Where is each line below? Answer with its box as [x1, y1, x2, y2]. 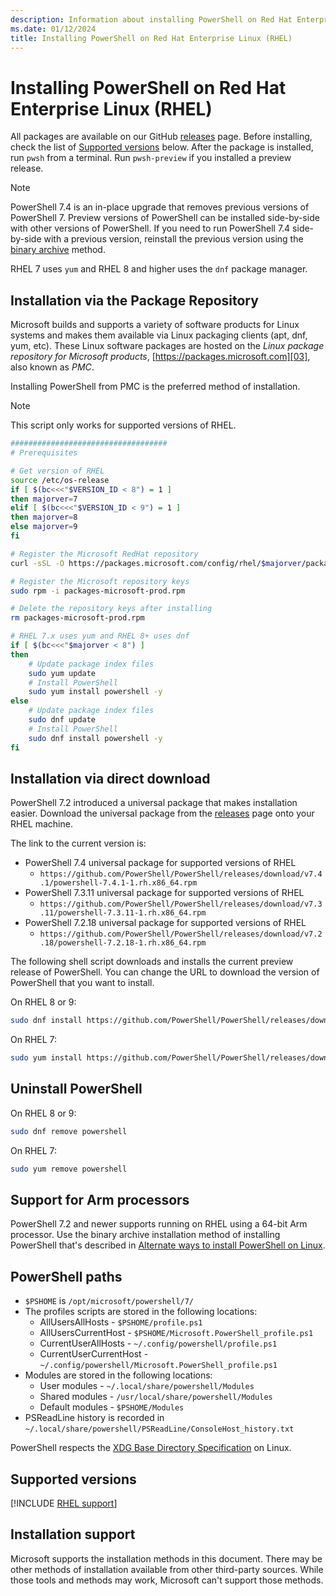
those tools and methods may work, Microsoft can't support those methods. [10, 1574, 324, 1586]
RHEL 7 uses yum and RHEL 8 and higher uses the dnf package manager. [10, 263, 308, 275]
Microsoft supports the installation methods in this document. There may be [10, 1552, 323, 1565]
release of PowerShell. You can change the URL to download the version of [10, 966, 320, 978]
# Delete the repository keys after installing [10, 604, 213, 614]
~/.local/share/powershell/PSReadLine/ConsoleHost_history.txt [24, 1424, 295, 1435]
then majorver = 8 [10, 512, 78, 523]
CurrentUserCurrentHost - [39, 1348, 149, 1360]
